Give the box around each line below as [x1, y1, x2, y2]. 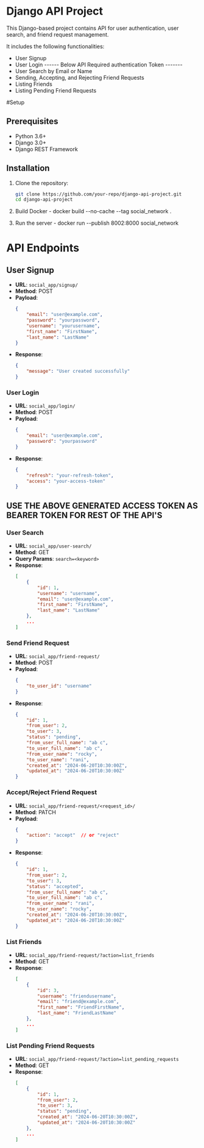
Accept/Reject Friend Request [6, 788, 97, 797]
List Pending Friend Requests [6, 1041, 95, 1050]
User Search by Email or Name [15, 67, 93, 74]
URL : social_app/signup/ [15, 281, 78, 289]
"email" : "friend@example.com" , [37, 999, 119, 1005]
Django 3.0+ [15, 139, 47, 146]
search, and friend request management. [6, 30, 109, 38]
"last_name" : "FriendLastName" [37, 1010, 117, 1016]
